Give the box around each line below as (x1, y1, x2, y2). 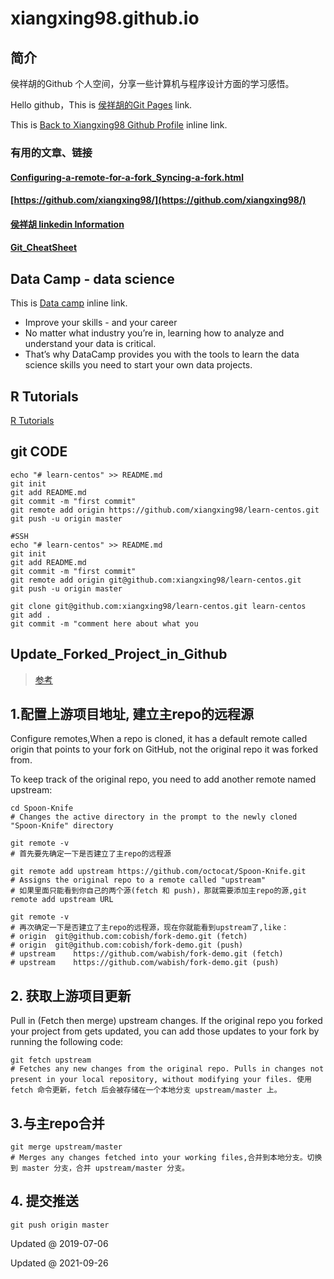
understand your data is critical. (24, 338, 157, 350)
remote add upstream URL (10, 895, 114, 905)
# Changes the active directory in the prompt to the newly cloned (10, 812, 298, 822)
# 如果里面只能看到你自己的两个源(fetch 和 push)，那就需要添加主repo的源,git (10, 886, 307, 896)
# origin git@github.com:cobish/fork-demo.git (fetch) (10, 932, 248, 942)
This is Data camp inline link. (10, 297, 128, 309)
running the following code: (10, 1036, 124, 1048)
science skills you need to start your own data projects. (24, 359, 253, 371)
